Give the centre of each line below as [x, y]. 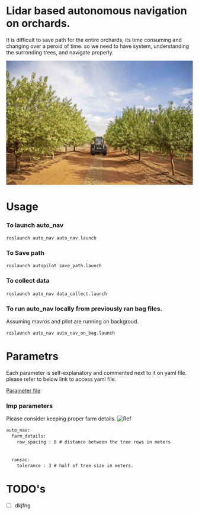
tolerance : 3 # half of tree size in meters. [75, 466]
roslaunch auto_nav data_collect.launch [57, 294]
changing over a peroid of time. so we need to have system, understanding [98, 46]
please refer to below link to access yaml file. [61, 379]
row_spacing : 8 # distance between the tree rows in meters [94, 442]
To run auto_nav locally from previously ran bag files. [84, 309]
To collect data [28, 281]
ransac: [21, 460]
